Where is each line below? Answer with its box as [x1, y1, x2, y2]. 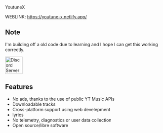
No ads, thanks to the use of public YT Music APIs [12, 96, 115, 102]
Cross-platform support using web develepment [12, 106, 111, 112]
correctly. [5, 47, 25, 53]
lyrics [12, 112, 24, 118]
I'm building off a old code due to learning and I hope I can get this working [5, 41, 158, 47]
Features [5, 83, 33, 91]
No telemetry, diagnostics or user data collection [12, 117, 112, 123]
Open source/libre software [12, 122, 69, 128]
